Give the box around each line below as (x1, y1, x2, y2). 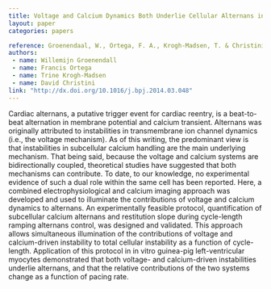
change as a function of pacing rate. (8, 271, 129, 281)
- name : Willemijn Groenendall (11, 57, 117, 65)
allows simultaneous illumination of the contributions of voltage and (8, 228, 233, 238)
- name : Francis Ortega (11, 64, 92, 73)
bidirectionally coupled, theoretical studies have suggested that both (8, 160, 236, 170)
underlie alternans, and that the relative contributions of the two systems (8, 263, 250, 273)
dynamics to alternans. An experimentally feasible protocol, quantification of (8, 203, 262, 212)
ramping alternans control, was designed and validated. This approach (8, 220, 244, 230)
